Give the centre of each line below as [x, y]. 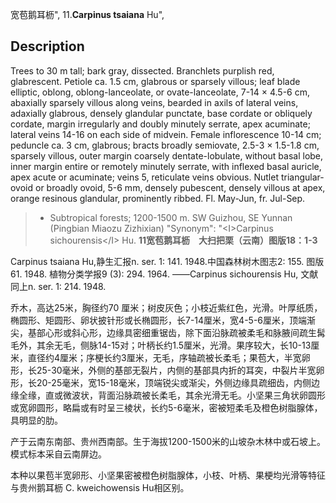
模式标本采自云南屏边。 [58, 454]
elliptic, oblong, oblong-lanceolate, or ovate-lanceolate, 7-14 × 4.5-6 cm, [160, 92]
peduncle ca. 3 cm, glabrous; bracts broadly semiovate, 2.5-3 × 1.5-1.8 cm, [165, 145]
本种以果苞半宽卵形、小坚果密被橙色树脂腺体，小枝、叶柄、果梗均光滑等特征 [168, 475]
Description [47, 46]
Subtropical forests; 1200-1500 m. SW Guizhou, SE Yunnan [171, 217]
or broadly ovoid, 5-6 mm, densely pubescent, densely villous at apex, [180, 187]
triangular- [302, 177]
